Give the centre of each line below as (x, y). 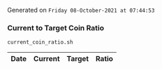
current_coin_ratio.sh (40, 42)
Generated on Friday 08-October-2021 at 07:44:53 (81, 10)
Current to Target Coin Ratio (56, 28)
